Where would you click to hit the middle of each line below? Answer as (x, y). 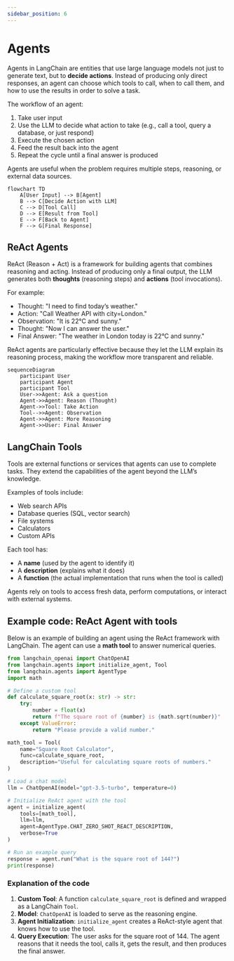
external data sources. (40, 176)
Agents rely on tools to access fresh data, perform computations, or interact (117, 591)
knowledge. (24, 479)
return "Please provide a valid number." (94, 730)
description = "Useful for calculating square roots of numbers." (116, 762)
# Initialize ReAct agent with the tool (67, 800)
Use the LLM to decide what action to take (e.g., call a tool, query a (114, 125)
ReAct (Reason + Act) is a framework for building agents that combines (110, 264)
